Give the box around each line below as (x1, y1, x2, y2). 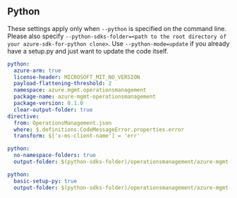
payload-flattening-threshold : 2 (13, 80, 112, 87)
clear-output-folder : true (13, 106, 93, 113)
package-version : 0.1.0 (13, 100, 83, 107)
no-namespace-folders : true (13, 151, 97, 159)
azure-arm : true (13, 67, 61, 74)
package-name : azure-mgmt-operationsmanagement (13, 93, 157, 101)
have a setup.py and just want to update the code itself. (7, 47, 169, 55)
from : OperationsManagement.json (13, 119, 112, 126)
